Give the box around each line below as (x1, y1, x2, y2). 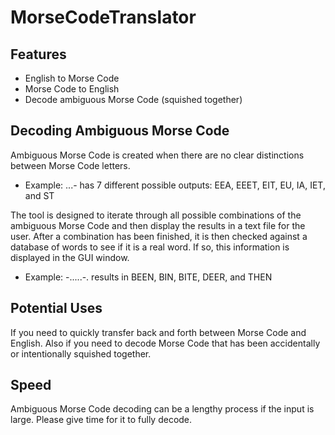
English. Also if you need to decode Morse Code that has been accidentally (10, 337, 321, 349)
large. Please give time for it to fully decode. (10, 414, 193, 426)
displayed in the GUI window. (10, 251, 130, 263)
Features (10, 46, 67, 63)
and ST (24, 189, 55, 201)
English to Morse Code (24, 72, 120, 84)
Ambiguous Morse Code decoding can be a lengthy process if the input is (10, 403, 315, 415)
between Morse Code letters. (10, 159, 131, 171)
